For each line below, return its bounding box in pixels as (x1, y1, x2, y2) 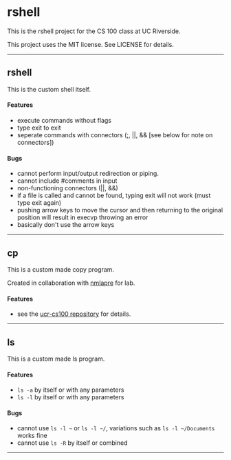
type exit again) (16, 199, 62, 207)
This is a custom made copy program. (7, 265, 115, 273)
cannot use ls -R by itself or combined (16, 439, 128, 447)
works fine (16, 432, 47, 440)
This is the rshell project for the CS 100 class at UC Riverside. (7, 27, 181, 35)
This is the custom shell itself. (7, 85, 91, 93)
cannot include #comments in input (16, 177, 118, 185)
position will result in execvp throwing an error (16, 213, 148, 221)
